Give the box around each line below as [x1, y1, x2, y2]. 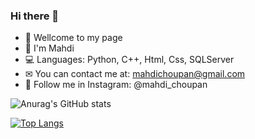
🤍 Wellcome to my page [24, 32, 123, 44]
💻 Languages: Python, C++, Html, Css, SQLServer [24, 54, 235, 66]
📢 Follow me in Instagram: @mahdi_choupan [24, 79, 208, 91]
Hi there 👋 [10, 9, 60, 23]
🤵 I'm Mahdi [24, 42, 75, 54]
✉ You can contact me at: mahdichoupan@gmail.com [24, 68, 246, 80]
